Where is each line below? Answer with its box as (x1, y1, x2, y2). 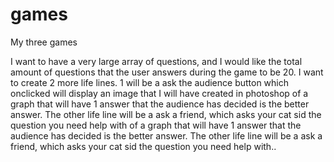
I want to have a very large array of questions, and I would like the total (10, 55, 303, 67)
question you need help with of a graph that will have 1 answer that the (10, 119, 302, 131)
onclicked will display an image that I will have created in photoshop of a (10, 87, 309, 99)
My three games (10, 36, 78, 48)
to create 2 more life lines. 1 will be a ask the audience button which (10, 76, 290, 88)
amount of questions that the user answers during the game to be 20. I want (10, 66, 324, 78)
